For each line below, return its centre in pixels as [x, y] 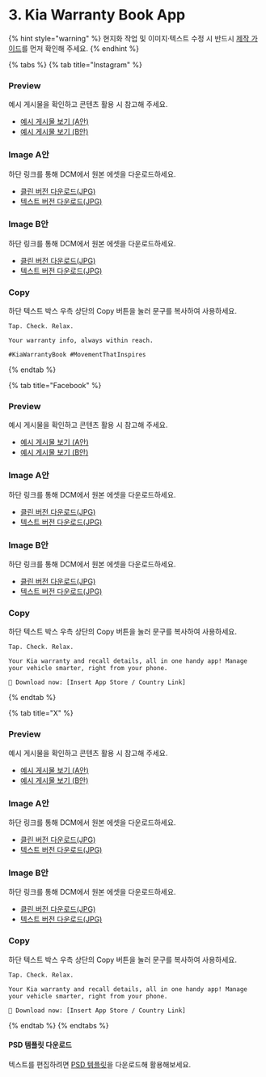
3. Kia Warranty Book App [97, 15]
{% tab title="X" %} [41, 713]
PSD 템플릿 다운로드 [40, 1045]
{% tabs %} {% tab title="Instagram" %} [76, 64]
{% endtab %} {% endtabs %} [59, 1025]
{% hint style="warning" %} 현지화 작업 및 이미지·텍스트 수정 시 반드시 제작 [129, 38]
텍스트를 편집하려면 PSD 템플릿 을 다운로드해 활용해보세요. [100, 1064]
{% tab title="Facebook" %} [55, 386]
